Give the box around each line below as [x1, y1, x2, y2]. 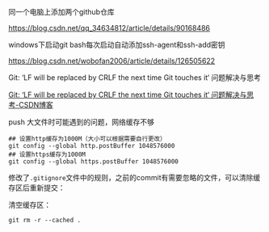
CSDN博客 [19, 100, 54, 109]
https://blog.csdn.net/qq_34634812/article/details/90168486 [8, 23, 211, 32]
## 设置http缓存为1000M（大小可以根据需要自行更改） [8, 135, 166, 143]
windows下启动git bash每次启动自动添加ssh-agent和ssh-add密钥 [8, 40, 225, 49]
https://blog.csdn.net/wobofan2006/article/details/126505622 [8, 56, 216, 65]
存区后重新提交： [8, 183, 65, 192]
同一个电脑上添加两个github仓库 [8, 7, 115, 16]
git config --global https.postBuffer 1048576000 [8, 158, 179, 166]
